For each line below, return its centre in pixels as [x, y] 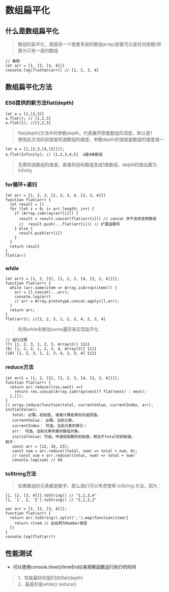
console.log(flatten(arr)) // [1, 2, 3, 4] [52, 70]
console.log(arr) [33, 297]
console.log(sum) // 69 [37, 460]
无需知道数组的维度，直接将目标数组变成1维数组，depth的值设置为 [87, 165]
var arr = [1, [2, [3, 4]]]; [36, 509]
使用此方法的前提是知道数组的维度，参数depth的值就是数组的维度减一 [91, 139]
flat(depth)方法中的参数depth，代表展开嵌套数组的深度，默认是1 [85, 133]
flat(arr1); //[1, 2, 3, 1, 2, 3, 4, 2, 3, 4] [55, 319]
